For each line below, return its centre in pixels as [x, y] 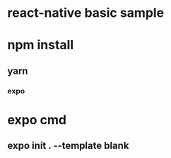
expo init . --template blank [68, 146]
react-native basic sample [86, 13]
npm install [41, 45]
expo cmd [37, 120]
